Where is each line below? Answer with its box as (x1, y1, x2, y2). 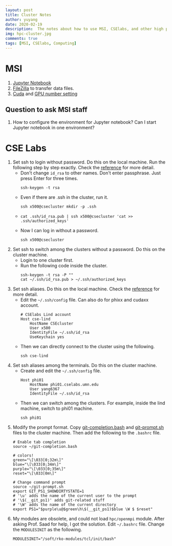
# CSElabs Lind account (20, 312, 72, 317)
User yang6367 (30, 386, 60, 392)
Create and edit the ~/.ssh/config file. (20, 368, 101, 374)
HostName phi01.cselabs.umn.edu (30, 382, 99, 388)
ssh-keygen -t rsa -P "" (20, 272, 74, 278)
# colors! (12, 453, 34, 458)
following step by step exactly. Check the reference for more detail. (12, 165, 155, 171)
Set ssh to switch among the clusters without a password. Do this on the (12, 246, 165, 253)
